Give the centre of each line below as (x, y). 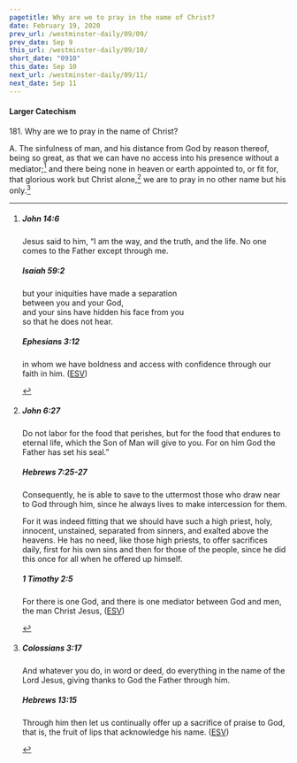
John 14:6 (41, 219)
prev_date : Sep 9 (41, 42)
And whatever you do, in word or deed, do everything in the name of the (153, 670)
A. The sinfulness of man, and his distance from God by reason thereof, (139, 148)
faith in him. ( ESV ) (55, 374)
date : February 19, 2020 (55, 26)
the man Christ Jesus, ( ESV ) (73, 611)
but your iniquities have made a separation (99, 293)
